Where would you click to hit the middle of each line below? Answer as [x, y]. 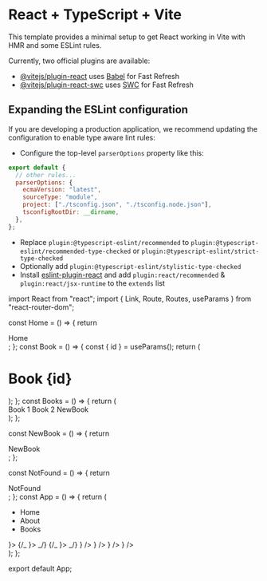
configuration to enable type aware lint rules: [82, 137]
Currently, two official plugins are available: [79, 61]
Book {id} [40, 379]
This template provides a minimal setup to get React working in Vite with [127, 37]
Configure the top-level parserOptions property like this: [112, 152]
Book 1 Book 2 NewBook [49, 409]
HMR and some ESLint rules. [55, 45]
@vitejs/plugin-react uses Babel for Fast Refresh [100, 76]
